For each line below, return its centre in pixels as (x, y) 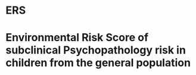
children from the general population (98, 63)
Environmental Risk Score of (77, 38)
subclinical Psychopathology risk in (96, 50)
